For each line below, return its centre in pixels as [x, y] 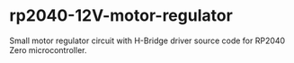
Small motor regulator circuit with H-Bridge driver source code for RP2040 [147, 40]
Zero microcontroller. [48, 49]
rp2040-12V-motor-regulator [121, 16]
